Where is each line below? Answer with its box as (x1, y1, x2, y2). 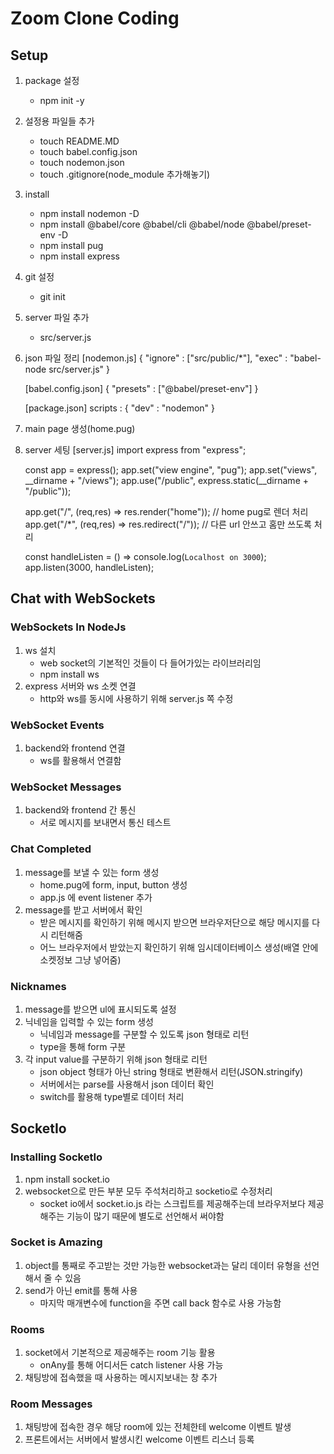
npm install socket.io (24, 1173, 110, 1185)
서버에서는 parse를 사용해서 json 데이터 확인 (39, 1078, 215, 1090)
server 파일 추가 (24, 312, 90, 323)
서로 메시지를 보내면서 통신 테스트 (39, 817, 172, 829)
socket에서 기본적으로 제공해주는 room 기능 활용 (24, 1347, 216, 1359)
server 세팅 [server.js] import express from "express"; (24, 444, 247, 456)
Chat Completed (10, 842, 92, 856)
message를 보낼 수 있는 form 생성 (24, 866, 160, 878)
